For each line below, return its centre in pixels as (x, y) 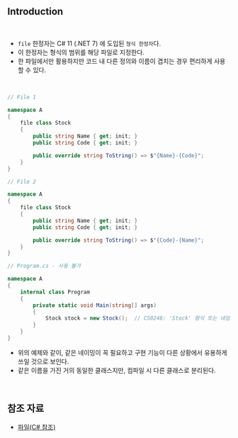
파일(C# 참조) (36, 427)
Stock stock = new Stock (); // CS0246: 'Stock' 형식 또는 (131, 318)
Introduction (35, 12)
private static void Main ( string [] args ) (95, 305)
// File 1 (22, 97)
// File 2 (22, 181)
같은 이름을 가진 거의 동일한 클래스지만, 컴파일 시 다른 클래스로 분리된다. (117, 370)
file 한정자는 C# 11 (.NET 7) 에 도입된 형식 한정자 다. (89, 43)
